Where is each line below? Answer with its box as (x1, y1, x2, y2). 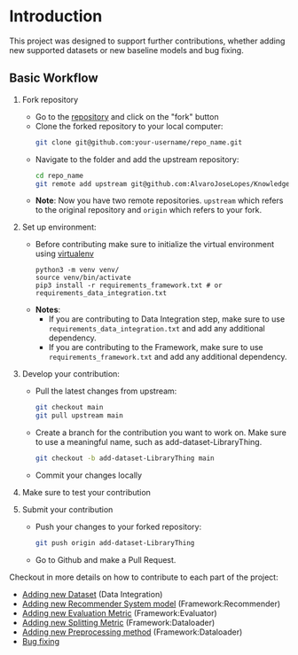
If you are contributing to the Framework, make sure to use (48, 342, 263, 353)
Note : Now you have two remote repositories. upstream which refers (35, 195, 284, 206)
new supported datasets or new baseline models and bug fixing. (9, 44, 244, 55)
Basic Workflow (9, 71, 99, 86)
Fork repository (21, 94, 79, 105)
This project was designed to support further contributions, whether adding (9, 35, 286, 46)
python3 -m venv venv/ (35, 266, 120, 275)
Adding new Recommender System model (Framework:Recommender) (21, 598, 281, 609)
